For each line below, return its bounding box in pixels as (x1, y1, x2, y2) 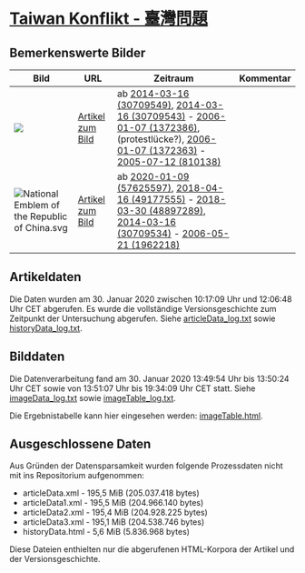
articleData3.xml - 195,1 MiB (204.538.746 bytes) (22, 517, 205, 528)
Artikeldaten (9, 269, 82, 285)
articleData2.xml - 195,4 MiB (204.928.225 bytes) (22, 507, 209, 518)
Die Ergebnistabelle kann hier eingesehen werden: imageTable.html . (9, 410, 263, 421)
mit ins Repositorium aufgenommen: (9, 470, 145, 481)
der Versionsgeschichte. (9, 554, 101, 565)
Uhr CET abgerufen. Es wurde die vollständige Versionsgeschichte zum (9, 303, 277, 314)
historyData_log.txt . (9, 322, 84, 333)
